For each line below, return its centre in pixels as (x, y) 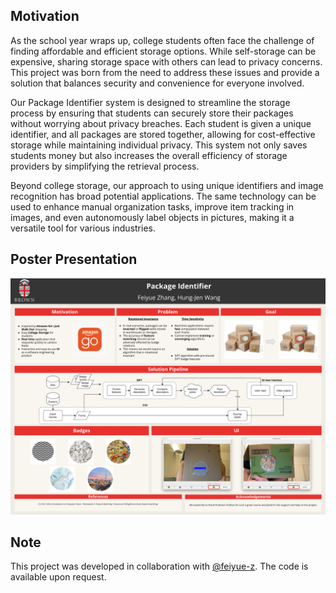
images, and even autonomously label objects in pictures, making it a (152, 217)
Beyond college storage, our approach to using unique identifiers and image (167, 185)
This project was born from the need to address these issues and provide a (165, 72)
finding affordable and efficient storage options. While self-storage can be (163, 51)
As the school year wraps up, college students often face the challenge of (162, 40)
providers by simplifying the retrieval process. (105, 166)
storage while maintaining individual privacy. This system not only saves (159, 145)
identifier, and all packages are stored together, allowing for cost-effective (163, 134)
